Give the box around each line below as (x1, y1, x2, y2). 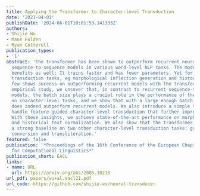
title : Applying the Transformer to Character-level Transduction (6, 8, 174, 15)
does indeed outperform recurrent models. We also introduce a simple (11, 103, 190, 109)
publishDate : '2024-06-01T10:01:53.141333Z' (6, 20, 118, 26)
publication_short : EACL (6, 153, 68, 159)
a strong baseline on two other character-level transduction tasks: (11, 125, 187, 131)
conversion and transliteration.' (11, 131, 97, 137)
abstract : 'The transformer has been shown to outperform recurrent (6, 59, 180, 65)
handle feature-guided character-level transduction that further (11, 109, 180, 115)
